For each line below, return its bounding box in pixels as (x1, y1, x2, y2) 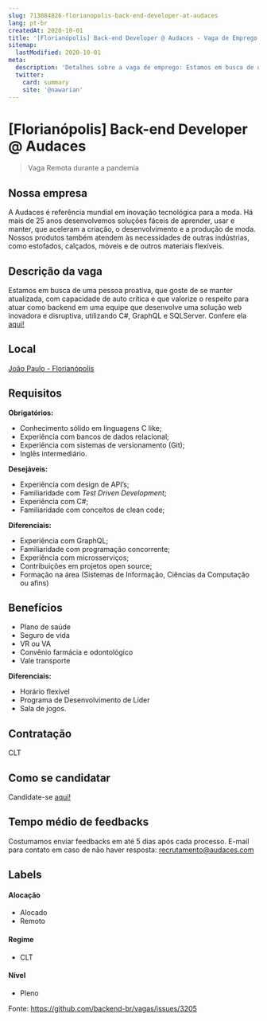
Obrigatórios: (8, 408, 54, 417)
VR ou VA (19, 639, 52, 649)
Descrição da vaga (8, 264, 103, 278)
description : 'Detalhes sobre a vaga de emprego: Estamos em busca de (15, 64, 254, 72)
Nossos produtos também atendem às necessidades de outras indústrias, (8, 233, 250, 243)
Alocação (8, 890, 41, 900)
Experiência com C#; (19, 496, 89, 506)
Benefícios (8, 600, 63, 614)
